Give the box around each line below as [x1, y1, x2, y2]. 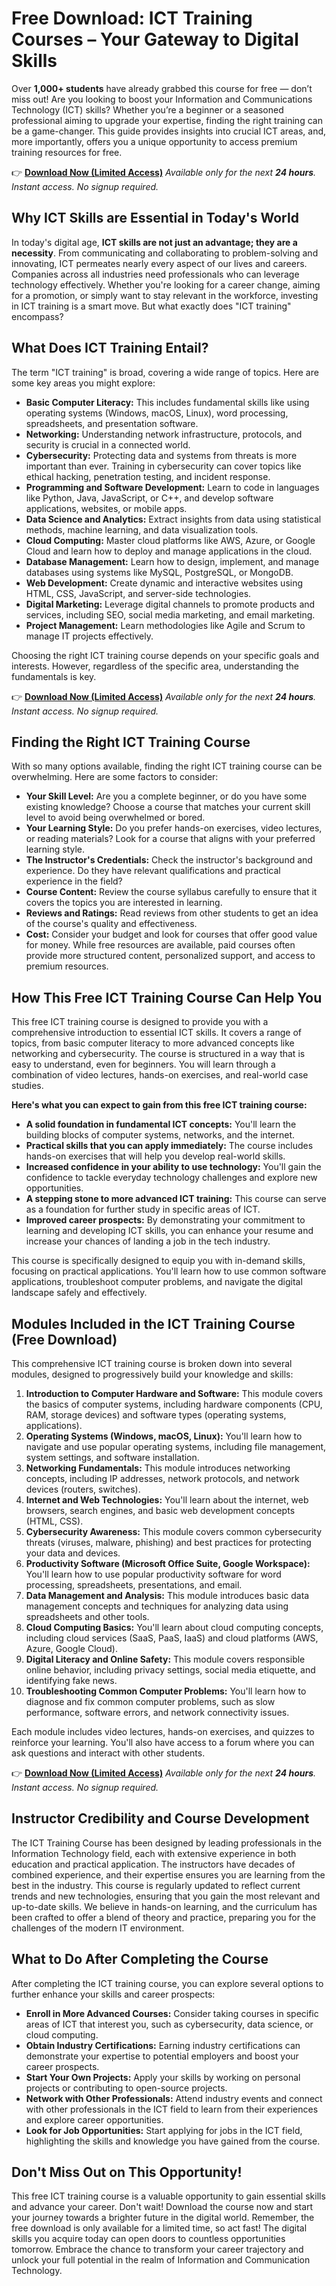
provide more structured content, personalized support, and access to [25, 950, 316, 962]
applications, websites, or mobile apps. [25, 502, 188, 514]
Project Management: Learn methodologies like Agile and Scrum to [25, 619, 306, 631]
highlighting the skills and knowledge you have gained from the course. [25, 2135, 321, 2147]
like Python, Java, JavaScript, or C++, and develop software [25, 492, 274, 504]
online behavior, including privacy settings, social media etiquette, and [25, 1664, 316, 1676]
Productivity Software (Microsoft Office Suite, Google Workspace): [25, 1558, 311, 1569]
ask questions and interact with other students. [11, 1747, 206, 1759]
